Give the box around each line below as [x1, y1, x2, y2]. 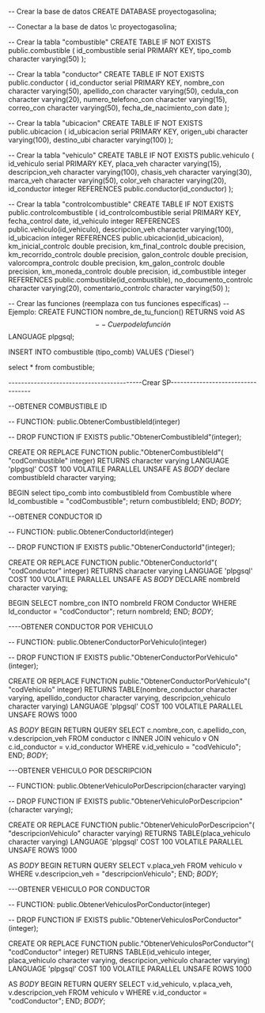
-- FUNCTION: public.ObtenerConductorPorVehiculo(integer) [8, 637, 207, 647]
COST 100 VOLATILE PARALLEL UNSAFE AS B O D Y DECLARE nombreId [8, 575, 240, 584]
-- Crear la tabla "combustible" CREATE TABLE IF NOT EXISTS [8, 37, 211, 47]
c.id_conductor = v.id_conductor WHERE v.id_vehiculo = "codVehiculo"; [8, 743, 241, 751]
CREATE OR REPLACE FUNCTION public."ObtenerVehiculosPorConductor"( [8, 939, 255, 948]
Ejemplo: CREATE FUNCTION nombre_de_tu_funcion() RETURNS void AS [8, 308, 245, 316]
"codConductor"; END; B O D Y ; [8, 996, 106, 1005]
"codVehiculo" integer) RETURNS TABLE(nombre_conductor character [8, 685, 237, 694]
